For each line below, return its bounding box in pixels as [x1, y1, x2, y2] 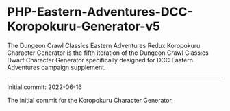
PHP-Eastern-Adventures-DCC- [7, 4, 193, 20]
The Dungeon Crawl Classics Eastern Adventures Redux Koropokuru [7, 41, 201, 49]
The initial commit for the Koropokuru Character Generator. [7, 96, 173, 104]
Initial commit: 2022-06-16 [7, 83, 82, 91]
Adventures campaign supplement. [7, 63, 106, 71]
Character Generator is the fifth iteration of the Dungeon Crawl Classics [7, 49, 209, 57]
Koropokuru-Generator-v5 [7, 18, 161, 34]
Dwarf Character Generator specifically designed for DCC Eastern [7, 56, 194, 64]
